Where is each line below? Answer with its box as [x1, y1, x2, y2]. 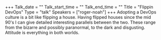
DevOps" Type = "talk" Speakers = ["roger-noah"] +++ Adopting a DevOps [5, 9, 157, 15]
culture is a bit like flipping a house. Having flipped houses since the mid [5, 14, 151, 20]
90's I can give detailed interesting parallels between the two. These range [5, 19, 156, 25]
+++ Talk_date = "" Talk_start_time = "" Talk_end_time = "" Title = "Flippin [5, 4, 153, 10]
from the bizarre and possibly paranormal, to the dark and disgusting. [5, 25, 145, 30]
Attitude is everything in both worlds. [5, 30, 80, 35]
